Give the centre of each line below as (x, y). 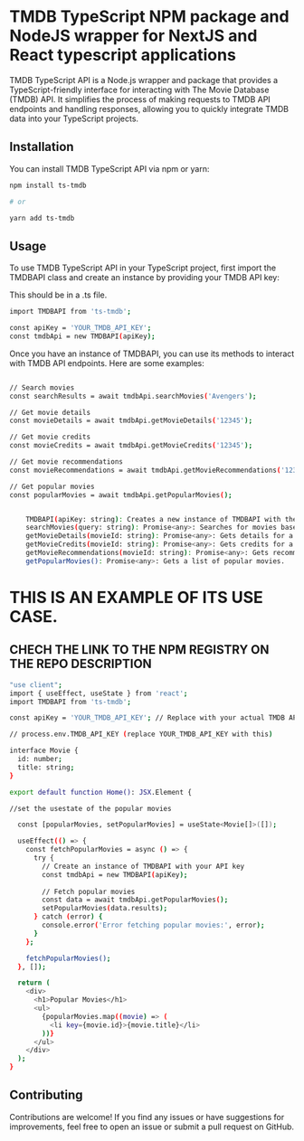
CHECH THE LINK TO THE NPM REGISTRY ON (139, 650)
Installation (42, 147)
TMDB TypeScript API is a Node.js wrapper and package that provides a (144, 80)
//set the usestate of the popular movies (90, 808)
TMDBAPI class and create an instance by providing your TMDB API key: (145, 278)
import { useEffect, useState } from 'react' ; (99, 693)
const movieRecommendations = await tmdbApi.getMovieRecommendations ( (145, 470)
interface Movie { (44, 751)
